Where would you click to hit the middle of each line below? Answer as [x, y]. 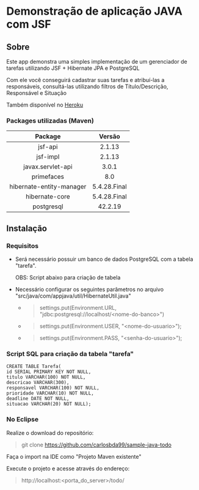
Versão [109, 137]
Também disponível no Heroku [45, 105]
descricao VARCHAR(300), [38, 383]
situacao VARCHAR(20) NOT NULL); [49, 404]
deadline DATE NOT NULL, [38, 399]
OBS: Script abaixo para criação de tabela [68, 277]
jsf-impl [48, 157]
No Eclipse [23, 420]
